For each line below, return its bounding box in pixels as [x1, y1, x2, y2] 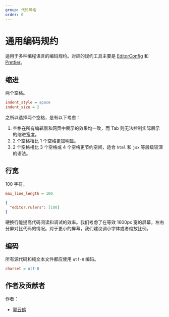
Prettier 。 [5, 59, 25, 66]
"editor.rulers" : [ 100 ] [10, 205, 60, 210]
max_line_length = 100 [5, 191, 53, 196]
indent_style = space [5, 100, 51, 105]
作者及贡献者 [5, 281, 45, 290]
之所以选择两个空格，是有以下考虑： [5, 115, 81, 120]
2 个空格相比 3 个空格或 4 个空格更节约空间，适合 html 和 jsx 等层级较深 [12, 144, 163, 150]
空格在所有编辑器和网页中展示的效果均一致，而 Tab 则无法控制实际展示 [12, 125, 160, 131]
